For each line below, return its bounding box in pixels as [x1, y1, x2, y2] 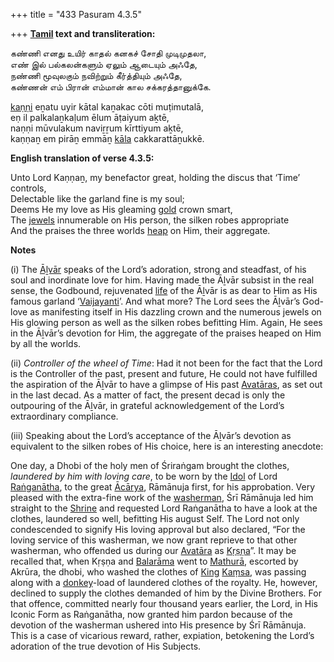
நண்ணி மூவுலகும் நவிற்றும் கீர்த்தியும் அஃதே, [10, 70, 183, 81]
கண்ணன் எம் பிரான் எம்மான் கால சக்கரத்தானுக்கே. [10, 81, 212, 93]
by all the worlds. [10, 338, 82, 349]
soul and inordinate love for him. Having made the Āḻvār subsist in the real [10, 274, 315, 286]
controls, [10, 182, 47, 194]
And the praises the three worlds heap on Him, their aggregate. [10, 225, 271, 236]
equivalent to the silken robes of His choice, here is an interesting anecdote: [10, 440, 324, 452]
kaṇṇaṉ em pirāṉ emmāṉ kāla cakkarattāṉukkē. [10, 133, 205, 144]
